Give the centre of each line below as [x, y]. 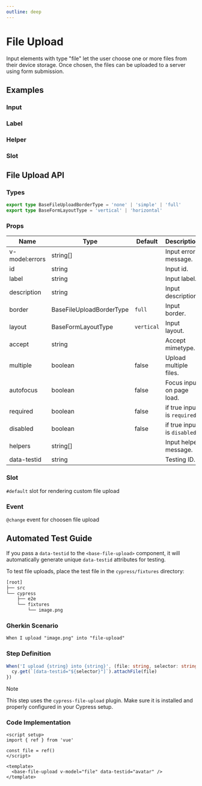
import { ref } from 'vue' [40, 740]
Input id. [176, 269]
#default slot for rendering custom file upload [63, 491]
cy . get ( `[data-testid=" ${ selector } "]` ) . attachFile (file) [84, 672]
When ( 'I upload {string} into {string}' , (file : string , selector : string [102, 666]
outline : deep [24, 12]
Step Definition [29, 653]
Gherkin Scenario [32, 626]
